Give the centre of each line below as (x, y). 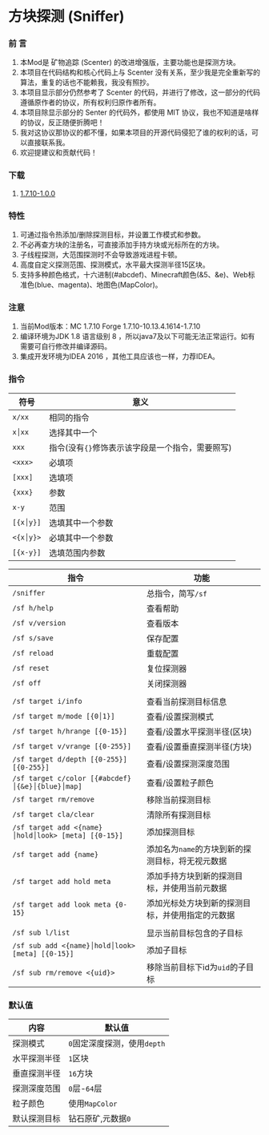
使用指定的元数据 (203, 915)
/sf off (27, 683)
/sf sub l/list (41, 932)
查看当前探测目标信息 (187, 701)
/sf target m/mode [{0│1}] (64, 716)
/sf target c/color (49, 778)
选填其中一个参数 (81, 523)
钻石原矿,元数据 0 (100, 1118)
